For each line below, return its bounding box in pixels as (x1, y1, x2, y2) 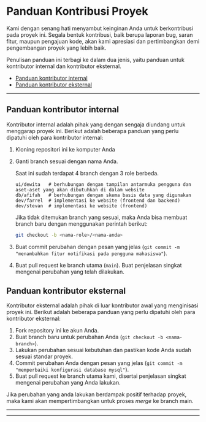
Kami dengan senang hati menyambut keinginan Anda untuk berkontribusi (6, 25, 193, 32)
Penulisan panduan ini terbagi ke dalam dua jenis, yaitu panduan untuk (6, 56, 185, 63)
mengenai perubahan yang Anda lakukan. (15, 379, 121, 386)
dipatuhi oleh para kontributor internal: (6, 134, 104, 141)
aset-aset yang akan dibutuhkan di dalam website (15, 186, 145, 193)
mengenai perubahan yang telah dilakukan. (15, 268, 124, 275)
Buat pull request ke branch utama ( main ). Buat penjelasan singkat (15, 261, 182, 269)
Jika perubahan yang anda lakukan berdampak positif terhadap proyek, (6, 391, 187, 398)
